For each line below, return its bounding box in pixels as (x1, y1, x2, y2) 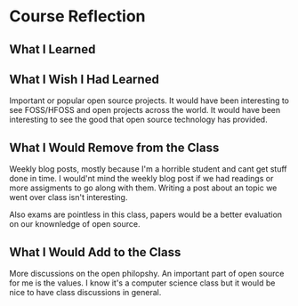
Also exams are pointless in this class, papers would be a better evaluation (9, 209, 283, 220)
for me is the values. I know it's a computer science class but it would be (9, 278, 276, 288)
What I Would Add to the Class (9, 245, 181, 260)
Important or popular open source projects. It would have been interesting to (9, 95, 290, 106)
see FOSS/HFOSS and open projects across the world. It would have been (9, 105, 281, 116)
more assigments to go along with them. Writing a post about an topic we (9, 182, 278, 193)
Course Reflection (9, 6, 146, 27)
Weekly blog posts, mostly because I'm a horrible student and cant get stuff (9, 164, 287, 174)
